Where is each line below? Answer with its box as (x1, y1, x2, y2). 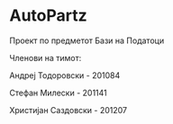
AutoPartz (9, 5, 87, 26)
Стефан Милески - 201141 (9, 87, 108, 98)
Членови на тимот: (9, 52, 82, 63)
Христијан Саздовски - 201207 (9, 104, 128, 115)
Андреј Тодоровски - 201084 (9, 69, 121, 81)
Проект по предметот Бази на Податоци (9, 35, 165, 46)
